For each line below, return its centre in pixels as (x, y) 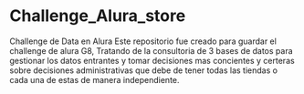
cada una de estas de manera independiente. (94, 79)
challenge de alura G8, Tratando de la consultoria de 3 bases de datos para (152, 50)
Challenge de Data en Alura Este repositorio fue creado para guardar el (143, 41)
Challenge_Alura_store (98, 16)
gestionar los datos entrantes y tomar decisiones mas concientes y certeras (152, 60)
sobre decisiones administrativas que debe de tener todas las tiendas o (144, 70)
